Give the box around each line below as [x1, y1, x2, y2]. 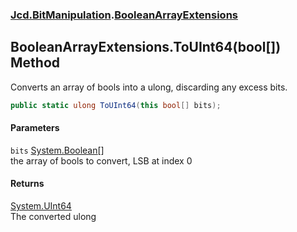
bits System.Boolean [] [10, 144, 105, 156]
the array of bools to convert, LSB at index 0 [10, 154, 193, 167]
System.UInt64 [10, 200, 72, 212]
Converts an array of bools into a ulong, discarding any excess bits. [10, 81, 288, 93]
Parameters [10, 122, 60, 134]
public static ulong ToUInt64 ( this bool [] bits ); [10, 100, 222, 110]
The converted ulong [10, 211, 97, 223]
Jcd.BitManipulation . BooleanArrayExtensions [10, 8, 239, 22]
